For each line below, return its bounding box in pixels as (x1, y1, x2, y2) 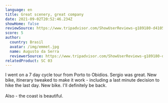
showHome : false (5, 21, 39, 26)
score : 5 (5, 30, 23, 35)
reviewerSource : (9, 53, 43, 59)
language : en (5, 7, 32, 12)
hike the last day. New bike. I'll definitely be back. (5, 83, 107, 89)
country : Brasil (9, 40, 43, 45)
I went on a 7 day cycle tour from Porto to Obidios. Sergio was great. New (5, 72, 157, 78)
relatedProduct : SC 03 (5, 58, 52, 63)
